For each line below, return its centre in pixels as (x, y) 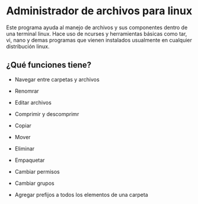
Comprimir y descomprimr (47, 114)
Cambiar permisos (37, 171)
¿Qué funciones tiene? (49, 65)
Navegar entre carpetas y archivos (57, 79)
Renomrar (27, 91)
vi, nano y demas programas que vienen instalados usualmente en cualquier (99, 40)
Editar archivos (33, 102)
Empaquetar (30, 160)
